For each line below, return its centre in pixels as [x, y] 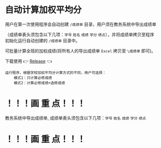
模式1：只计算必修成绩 [33, 78]
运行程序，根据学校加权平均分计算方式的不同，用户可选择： [56, 73]
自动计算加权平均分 [43, 10]
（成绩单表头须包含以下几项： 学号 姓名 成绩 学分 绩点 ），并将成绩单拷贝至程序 [80, 34]
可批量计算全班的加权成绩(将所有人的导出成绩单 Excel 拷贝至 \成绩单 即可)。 [80, 51]
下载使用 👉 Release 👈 [29, 61]
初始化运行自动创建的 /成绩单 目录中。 [42, 40]
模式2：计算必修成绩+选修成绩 [40, 83]
